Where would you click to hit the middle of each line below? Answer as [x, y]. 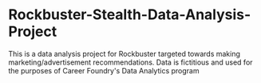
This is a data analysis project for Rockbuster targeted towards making [125, 53]
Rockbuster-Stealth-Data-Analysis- [130, 15]
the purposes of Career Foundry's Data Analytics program [104, 70]
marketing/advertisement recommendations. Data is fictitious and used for [130, 62]
